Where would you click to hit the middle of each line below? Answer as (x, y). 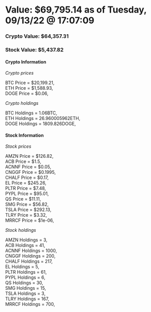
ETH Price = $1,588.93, (29, 88)
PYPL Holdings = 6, (25, 277)
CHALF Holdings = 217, (29, 262)
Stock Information (24, 135)
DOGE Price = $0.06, (27, 93)
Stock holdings (21, 230)
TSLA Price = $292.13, (28, 210)
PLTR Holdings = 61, (26, 272)
